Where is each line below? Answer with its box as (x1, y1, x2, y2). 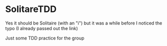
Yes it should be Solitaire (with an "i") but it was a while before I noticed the (5, 20, 162, 26)
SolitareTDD (5, 3, 57, 15)
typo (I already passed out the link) (5, 25, 78, 31)
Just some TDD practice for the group (5, 35, 85, 41)
